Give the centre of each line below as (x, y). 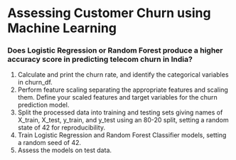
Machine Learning (62, 28)
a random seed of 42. (49, 143)
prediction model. (43, 105)
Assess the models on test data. (65, 150)
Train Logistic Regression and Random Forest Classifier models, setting (122, 135)
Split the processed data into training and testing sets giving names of (120, 112)
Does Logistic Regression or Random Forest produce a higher (115, 50)
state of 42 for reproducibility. (61, 128)
